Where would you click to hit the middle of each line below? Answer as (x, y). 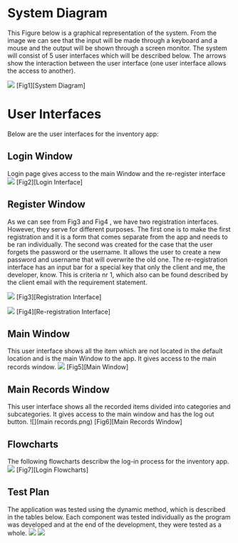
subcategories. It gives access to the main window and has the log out (111, 414)
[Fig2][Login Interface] (50, 182)
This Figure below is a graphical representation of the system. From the (112, 33)
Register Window (46, 205)
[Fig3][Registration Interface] (59, 296)
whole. (17, 533)
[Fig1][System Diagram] (51, 85)
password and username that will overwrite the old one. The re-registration (118, 259)
